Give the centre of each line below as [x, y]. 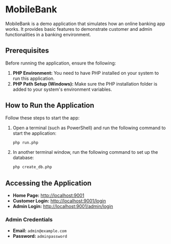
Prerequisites [27, 50]
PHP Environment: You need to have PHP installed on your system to [86, 73]
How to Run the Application [50, 105]
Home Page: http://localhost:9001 [48, 195]
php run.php [25, 143]
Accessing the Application [48, 183]
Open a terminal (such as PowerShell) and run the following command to [89, 128]
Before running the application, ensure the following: [61, 63]
